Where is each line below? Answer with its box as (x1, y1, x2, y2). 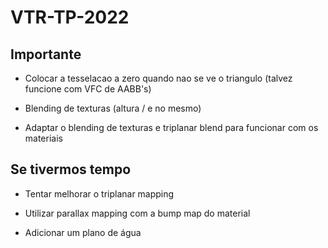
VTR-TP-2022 (10, 6, 130, 29)
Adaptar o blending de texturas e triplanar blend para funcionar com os (24, 122, 319, 133)
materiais (24, 132, 63, 144)
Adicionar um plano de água (24, 226, 142, 238)
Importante (10, 46, 82, 63)
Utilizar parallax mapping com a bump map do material (24, 207, 251, 219)
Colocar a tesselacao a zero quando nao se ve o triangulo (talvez (24, 72, 293, 84)
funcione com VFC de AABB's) (24, 83, 152, 95)
